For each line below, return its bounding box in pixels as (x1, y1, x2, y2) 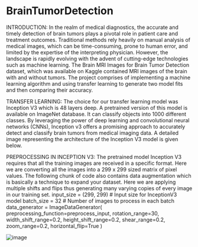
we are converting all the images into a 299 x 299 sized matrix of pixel (6, 165, 177, 173)
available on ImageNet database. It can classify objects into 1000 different (6, 110, 187, 118)
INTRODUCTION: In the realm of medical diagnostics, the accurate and (6, 24, 179, 31)
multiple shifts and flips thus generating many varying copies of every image (6, 184, 193, 191)
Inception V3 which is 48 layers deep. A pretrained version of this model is (6, 104, 188, 111)
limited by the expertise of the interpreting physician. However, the (6, 48, 168, 56)
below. (6, 142, 22, 149)
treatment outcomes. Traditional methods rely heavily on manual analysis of (6, 36, 191, 43)
